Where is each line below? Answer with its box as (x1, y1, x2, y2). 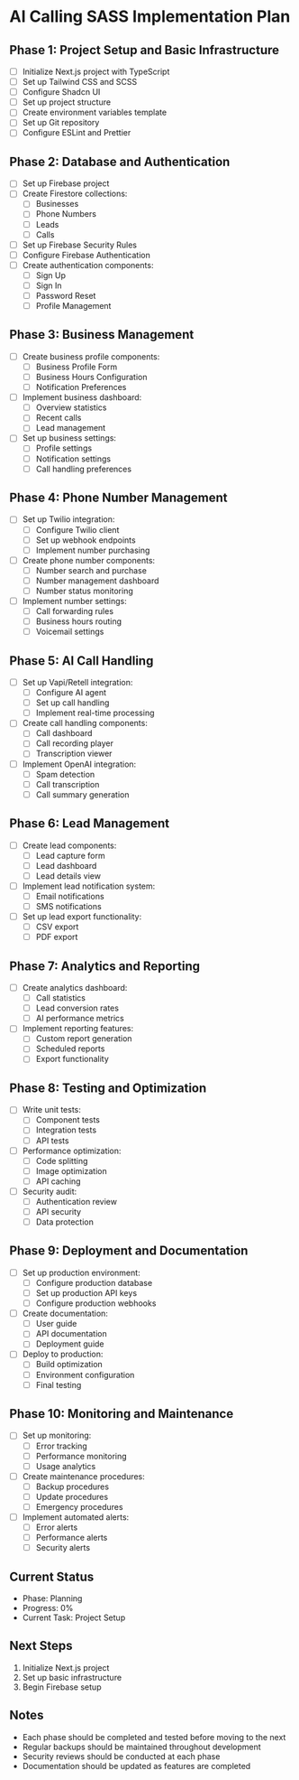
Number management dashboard (35, 575, 159, 586)
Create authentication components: (22, 259, 154, 270)
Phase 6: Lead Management (9, 815, 169, 832)
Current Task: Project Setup (22, 1612, 126, 1623)
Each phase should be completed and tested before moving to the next (22, 1731, 286, 1742)
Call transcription (35, 778, 100, 789)
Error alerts (35, 1522, 78, 1533)
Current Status (9, 1569, 95, 1584)
